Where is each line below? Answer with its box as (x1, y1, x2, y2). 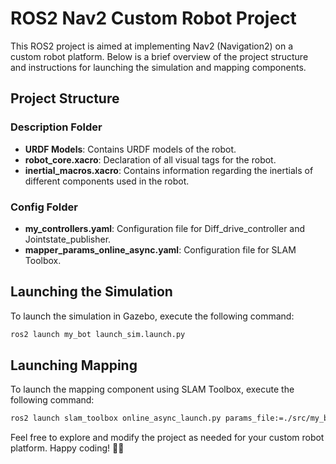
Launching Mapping (10, 357, 138, 374)
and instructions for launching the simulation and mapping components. (10, 61, 307, 73)
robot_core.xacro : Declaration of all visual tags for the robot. (24, 153, 277, 166)
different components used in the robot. (24, 175, 190, 187)
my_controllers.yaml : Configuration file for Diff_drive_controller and (24, 222, 306, 234)
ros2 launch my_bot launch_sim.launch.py (10, 329, 186, 339)
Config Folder (10, 200, 78, 214)
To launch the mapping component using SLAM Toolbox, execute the (10, 383, 295, 396)
